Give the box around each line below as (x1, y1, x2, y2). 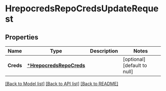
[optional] (123, 56, 146, 62)
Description (89, 48, 119, 54)
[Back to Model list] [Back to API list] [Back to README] (5, 81, 119, 87)
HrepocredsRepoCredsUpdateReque (5, 3, 159, 14)
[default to (123, 62, 147, 69)
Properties (5, 33, 39, 41)
